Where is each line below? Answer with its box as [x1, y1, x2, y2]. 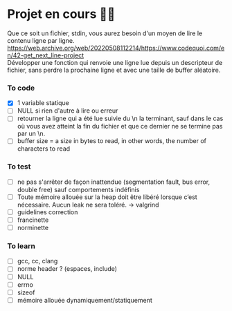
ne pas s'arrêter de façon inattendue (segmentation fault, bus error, [17, 178, 210, 186]
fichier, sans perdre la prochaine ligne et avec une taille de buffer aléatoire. [7, 66, 221, 74]
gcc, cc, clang [17, 257, 58, 265]
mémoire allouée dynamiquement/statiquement [17, 296, 152, 304]
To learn [7, 241, 36, 251]
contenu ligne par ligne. [7, 36, 75, 44]
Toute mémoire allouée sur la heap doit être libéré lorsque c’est [17, 193, 197, 201]
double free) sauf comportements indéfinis [17, 185, 140, 194]
